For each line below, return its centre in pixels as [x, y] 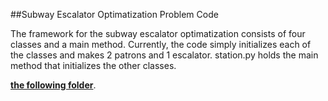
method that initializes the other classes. [93, 65]
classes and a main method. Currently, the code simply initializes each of [161, 44]
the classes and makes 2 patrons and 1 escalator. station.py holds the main [164, 55]
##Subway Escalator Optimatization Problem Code [114, 14]
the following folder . [53, 85]
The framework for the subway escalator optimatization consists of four [158, 33]
